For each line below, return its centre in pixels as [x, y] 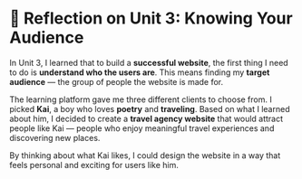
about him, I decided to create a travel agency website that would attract [146, 118]
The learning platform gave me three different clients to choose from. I [141, 99]
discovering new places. [55, 137]
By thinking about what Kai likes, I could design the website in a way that [145, 155]
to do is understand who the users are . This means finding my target [140, 72]
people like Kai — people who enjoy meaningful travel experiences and [142, 128]
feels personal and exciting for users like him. [94, 165]
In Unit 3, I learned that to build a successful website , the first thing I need [149, 62]
